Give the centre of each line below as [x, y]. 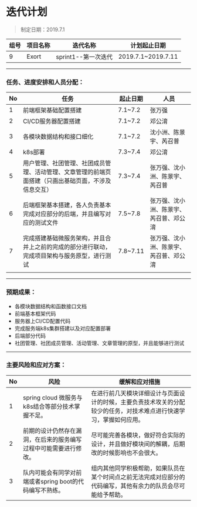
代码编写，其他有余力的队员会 [133, 486]
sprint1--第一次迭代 [84, 56]
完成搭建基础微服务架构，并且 [64, 238]
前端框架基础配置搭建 [52, 111]
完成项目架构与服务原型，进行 [64, 256]
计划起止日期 [148, 45]
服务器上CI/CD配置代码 [43, 321]
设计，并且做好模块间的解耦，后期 [138, 443]
